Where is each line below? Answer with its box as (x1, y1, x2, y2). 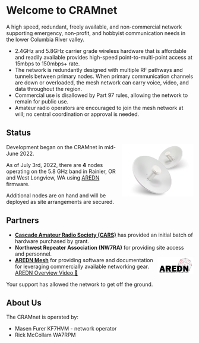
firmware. (6, 180, 30, 187)
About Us (6, 298, 42, 308)
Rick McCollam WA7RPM (14, 331, 76, 339)
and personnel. (14, 250, 52, 257)
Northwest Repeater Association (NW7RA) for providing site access (14, 244, 184, 251)
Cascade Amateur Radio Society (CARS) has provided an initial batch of (14, 231, 193, 238)
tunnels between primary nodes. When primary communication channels (14, 73, 194, 80)
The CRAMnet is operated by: (6, 313, 79, 321)
